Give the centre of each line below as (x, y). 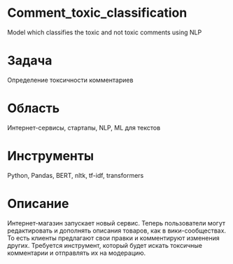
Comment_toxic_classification (97, 13)
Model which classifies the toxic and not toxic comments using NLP (105, 32)
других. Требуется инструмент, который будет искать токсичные (105, 245)
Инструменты (51, 156)
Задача (30, 61)
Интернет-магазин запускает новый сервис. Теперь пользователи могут (116, 223)
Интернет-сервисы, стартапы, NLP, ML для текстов (84, 127)
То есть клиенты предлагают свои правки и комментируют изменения (113, 238)
